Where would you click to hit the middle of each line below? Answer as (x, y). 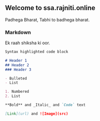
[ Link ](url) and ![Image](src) (37, 114)
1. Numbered (17, 92)
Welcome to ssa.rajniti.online (50, 8)
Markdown (18, 32)
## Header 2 (17, 65)
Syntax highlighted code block (37, 52)
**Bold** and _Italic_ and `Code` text (45, 105)
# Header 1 (16, 60)
